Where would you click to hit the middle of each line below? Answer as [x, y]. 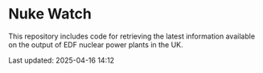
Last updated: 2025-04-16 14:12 [62, 60]
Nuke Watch [50, 14]
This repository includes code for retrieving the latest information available [132, 36]
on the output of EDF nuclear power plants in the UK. [96, 44]
